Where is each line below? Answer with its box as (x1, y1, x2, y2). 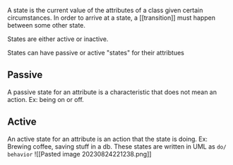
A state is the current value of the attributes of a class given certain (7, 6, 203, 14)
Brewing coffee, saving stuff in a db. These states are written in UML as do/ (7, 142, 227, 151)
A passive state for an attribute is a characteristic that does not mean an (7, 88, 217, 96)
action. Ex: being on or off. (7, 95, 85, 103)
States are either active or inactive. (7, 35, 109, 43)
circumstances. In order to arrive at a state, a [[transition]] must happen (7, 13, 216, 22)
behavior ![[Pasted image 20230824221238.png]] (7, 149, 152, 158)
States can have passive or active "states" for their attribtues (7, 49, 185, 57)
